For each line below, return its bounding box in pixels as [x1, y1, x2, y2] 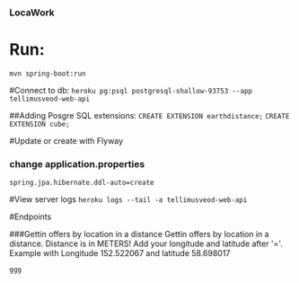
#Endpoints [9, 211, 52, 222]
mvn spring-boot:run [9, 69, 87, 78]
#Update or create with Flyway [9, 135, 124, 146]
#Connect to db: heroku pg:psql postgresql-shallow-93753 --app [9, 84, 253, 95]
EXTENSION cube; [9, 119, 70, 128]
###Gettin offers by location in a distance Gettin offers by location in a [9, 229, 269, 240]
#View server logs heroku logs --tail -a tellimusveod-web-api [9, 194, 248, 205]
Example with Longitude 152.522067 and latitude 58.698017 [9, 248, 231, 259]
